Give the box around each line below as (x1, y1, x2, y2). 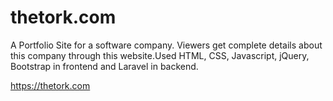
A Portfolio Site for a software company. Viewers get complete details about (10, 39, 323, 51)
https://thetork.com (10, 79, 91, 91)
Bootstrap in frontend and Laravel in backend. (10, 60, 199, 72)
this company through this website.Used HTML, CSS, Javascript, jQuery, (10, 49, 310, 61)
